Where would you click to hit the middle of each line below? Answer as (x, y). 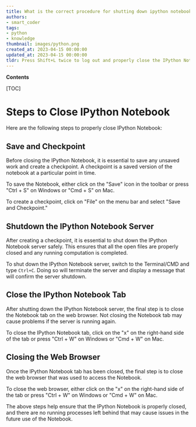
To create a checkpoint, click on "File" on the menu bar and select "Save (93, 202)
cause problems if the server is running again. (61, 321)
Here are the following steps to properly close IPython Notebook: (84, 128)
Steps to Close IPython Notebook (88, 112)
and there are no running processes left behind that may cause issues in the (97, 412)
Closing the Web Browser (53, 357)
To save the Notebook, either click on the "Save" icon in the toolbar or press (97, 184)
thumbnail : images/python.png (43, 44)
